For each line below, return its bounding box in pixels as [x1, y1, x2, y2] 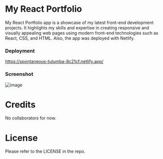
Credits [5, 99, 36, 110]
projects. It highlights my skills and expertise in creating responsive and [5, 24, 149, 30]
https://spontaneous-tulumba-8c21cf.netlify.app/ [5, 59, 104, 65]
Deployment [5, 47, 35, 54]
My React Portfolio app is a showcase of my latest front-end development [5, 20, 154, 25]
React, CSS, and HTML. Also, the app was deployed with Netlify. [5, 35, 135, 41]
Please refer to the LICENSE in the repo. [5, 148, 86, 155]
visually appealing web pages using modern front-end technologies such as [5, 30, 159, 36]
